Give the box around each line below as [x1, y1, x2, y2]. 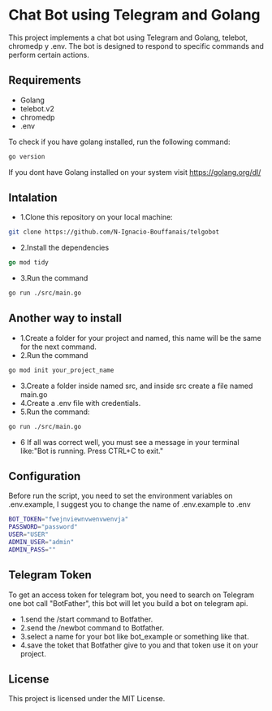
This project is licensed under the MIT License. [8, 694, 166, 704]
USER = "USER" [8, 530, 49, 539]
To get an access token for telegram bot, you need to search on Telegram [8, 590, 255, 600]
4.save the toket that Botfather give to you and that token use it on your [19, 640, 258, 650]
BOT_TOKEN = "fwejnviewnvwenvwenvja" [8, 515, 129, 524]
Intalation [8, 191, 58, 205]
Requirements [8, 73, 81, 87]
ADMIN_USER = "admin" [8, 539, 75, 547]
